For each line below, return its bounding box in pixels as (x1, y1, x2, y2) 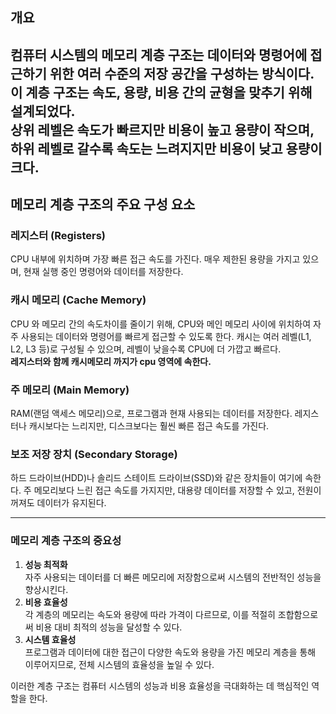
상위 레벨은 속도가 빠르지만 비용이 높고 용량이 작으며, (10, 121, 315, 138)
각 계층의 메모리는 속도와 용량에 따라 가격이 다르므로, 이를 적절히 (24, 608, 276, 620)
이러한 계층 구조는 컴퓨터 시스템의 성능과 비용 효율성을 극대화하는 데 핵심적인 (10, 679, 310, 692)
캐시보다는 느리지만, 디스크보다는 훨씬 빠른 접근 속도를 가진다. (28, 420, 270, 432)
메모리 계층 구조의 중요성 (10, 534, 122, 548)
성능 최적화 (24, 558, 68, 570)
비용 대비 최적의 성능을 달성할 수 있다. (35, 621, 183, 633)
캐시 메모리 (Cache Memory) (10, 293, 147, 307)
